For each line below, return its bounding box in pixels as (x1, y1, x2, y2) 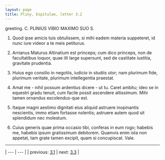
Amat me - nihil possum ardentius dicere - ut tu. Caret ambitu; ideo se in (12, 84, 159, 90)
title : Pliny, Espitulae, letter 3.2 (5, 12, 82, 17)
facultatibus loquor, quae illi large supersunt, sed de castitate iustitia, (12, 55, 152, 61)
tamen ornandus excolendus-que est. (12, 95, 88, 101)
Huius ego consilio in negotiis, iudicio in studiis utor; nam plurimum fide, (12, 69, 158, 75)
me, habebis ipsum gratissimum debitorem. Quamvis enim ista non (12, 129, 147, 135)
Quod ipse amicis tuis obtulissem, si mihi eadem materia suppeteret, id (12, 35, 156, 41)
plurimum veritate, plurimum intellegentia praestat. (12, 75, 114, 81)
